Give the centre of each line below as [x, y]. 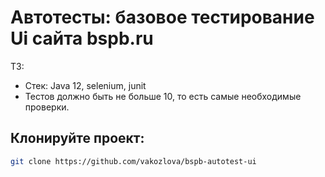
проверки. [47, 107]
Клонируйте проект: [77, 138]
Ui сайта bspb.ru [82, 38]
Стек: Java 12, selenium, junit [85, 85]
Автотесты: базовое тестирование [162, 17]
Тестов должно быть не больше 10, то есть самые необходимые [163, 96]
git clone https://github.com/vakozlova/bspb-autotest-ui [133, 161]
